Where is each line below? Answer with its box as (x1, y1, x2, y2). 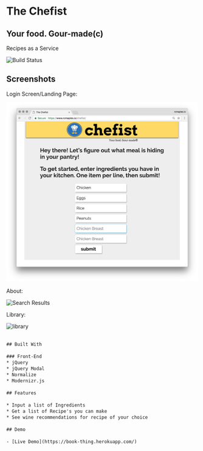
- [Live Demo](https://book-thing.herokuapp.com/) (6, 438, 137, 445)
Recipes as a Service (6, 44, 59, 52)
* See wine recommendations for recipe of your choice (6, 414, 148, 421)
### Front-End (6, 353, 43, 360)
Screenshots (6, 74, 56, 85)
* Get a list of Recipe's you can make (6, 408, 108, 414)
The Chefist (6, 4, 67, 18)
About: (6, 287, 23, 295)
